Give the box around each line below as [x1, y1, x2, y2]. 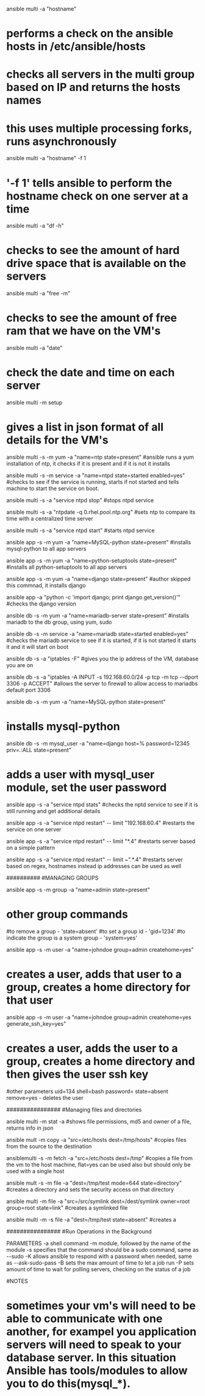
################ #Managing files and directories [6, 1106, 142, 1113]
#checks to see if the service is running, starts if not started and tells [6, 478, 179, 485]
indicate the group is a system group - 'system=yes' [6, 934, 137, 941]
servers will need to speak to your [6, 1337, 182, 1351]
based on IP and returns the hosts [6, 81, 181, 94]
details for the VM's [6, 433, 109, 447]
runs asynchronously [6, 134, 117, 148]
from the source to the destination [6, 1142, 92, 1150]
